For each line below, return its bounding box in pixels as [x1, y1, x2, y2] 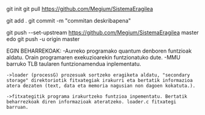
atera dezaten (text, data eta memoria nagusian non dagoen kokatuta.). [6, 83, 196, 89]
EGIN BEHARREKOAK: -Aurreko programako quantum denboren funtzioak [6, 47, 192, 54]
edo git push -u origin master [6, 35, 80, 42]
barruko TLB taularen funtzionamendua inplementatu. [6, 61, 142, 67]
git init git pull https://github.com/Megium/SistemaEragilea [6, 6, 154, 12]
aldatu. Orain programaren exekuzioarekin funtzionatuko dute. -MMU [6, 54, 181, 61]
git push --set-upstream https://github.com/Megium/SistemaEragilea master [6, 29, 199, 36]
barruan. [6, 104, 29, 110]
